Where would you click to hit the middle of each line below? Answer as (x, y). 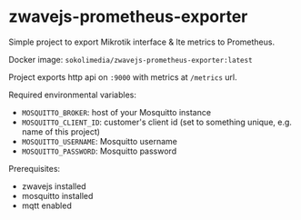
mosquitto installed (57, 195)
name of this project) (61, 131)
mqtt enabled (46, 205)
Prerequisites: (35, 168)
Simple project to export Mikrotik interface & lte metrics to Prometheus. (141, 42)
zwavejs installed (54, 186)
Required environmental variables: (73, 95)
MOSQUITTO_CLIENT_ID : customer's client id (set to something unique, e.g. (157, 122)
